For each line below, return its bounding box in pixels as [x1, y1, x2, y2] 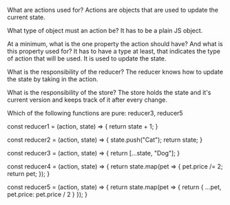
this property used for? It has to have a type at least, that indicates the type [7, 47, 220, 55]
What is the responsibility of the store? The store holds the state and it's [7, 89, 211, 96]
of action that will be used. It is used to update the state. [7, 54, 167, 63]
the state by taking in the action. [7, 75, 98, 83]
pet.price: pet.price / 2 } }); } [7, 191, 88, 198]
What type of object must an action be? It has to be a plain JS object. [7, 27, 203, 34]
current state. [7, 13, 46, 21]
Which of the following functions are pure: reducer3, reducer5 [7, 109, 184, 117]
